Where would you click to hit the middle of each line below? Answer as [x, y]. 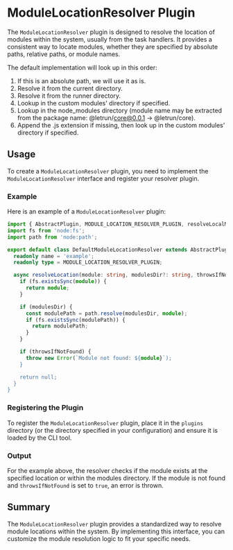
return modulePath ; [60, 326]
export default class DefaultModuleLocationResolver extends [97, 250]
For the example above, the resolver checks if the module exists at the [107, 470]
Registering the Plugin [45, 408]
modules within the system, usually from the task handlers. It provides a [110, 39]
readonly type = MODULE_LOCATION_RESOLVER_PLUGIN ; [88, 263]
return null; [38, 377]
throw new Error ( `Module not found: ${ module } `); [98, 358]
